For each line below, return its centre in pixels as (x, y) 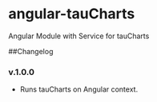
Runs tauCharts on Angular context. (79, 89)
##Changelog (31, 51)
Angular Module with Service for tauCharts (79, 36)
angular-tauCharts (72, 14)
